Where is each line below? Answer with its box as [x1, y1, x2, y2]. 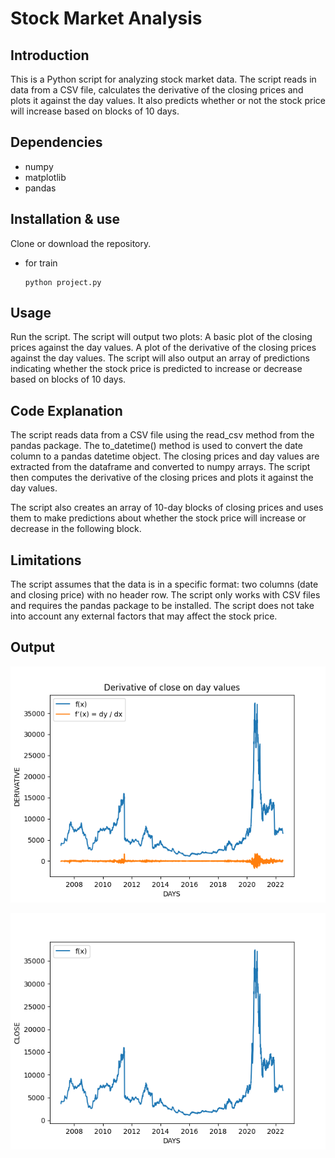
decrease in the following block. [10, 523, 142, 535]
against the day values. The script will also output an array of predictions [10, 352, 311, 364]
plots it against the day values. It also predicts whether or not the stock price [10, 95, 326, 106]
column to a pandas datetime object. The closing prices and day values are [10, 450, 320, 462]
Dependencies [10, 134, 103, 151]
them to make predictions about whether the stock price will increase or [10, 512, 307, 524]
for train [24, 257, 58, 269]
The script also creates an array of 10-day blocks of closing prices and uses [10, 502, 324, 514]
